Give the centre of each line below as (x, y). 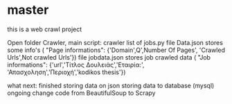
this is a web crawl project (45, 29)
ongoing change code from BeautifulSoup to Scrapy (81, 93)
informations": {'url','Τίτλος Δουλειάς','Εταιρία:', (76, 64)
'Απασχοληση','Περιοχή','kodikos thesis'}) (66, 72)
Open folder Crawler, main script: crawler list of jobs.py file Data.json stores (115, 42)
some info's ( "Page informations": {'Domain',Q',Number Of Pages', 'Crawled (116, 50)
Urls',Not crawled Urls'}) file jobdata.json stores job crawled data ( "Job (109, 57)
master (28, 10)
